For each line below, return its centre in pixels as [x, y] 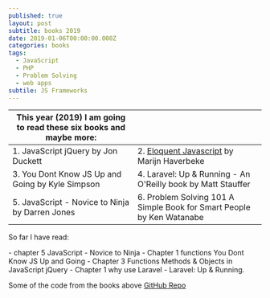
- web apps [34, 83]
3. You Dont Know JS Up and [67, 174]
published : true [35, 16]
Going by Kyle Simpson [56, 184]
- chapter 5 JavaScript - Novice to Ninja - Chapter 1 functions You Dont [126, 253]
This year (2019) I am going [71, 117]
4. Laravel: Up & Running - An [194, 174]
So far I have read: [39, 237]
